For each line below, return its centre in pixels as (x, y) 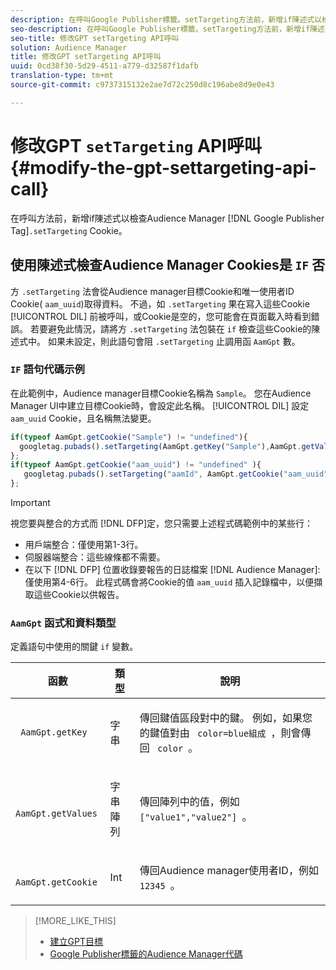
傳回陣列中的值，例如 (189, 802)
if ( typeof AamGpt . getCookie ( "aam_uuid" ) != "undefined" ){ (136, 465)
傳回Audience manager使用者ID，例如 (229, 871)
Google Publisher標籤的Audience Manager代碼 (146, 954)
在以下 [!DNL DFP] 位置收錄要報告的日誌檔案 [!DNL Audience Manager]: (172, 570)
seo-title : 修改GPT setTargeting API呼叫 (95, 38)
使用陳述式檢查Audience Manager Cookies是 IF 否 (168, 265)
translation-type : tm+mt (62, 76)
